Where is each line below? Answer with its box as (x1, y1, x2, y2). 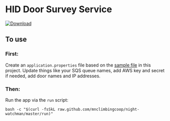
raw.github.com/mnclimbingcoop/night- (57, 107, 140, 112)
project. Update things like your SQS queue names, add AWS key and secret (5, 67, 165, 73)
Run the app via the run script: (5, 97, 69, 103)
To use (5, 35, 27, 44)
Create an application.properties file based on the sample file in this (5, 62, 151, 68)
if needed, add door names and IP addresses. (5, 73, 100, 79)
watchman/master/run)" (5, 111, 53, 116)
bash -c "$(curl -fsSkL (5, 107, 56, 112)
